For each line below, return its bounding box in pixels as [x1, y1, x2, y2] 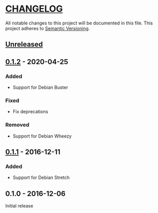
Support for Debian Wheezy [12, 133, 72, 139]
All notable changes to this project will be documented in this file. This [5, 20, 153, 26]
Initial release [5, 203, 33, 209]
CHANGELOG [5, 3, 63, 15]
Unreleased [5, 40, 43, 49]
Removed [5, 121, 30, 128]
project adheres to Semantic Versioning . [5, 25, 90, 31]
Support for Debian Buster [12, 85, 68, 91]
